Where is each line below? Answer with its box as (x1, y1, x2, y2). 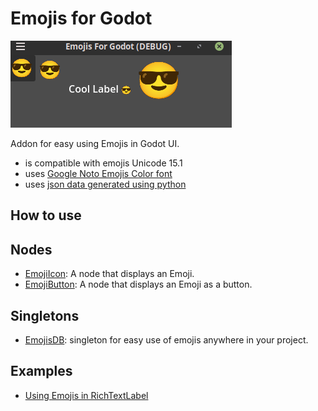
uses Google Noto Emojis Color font (24, 167, 173, 179)
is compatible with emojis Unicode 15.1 (24, 157, 183, 169)
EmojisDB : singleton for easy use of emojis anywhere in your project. (24, 333, 309, 346)
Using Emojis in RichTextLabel (24, 389, 149, 401)
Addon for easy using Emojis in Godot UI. (10, 137, 180, 149)
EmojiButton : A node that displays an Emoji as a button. (24, 278, 253, 291)
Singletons (10, 307, 80, 324)
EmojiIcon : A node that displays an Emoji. (24, 268, 195, 280)
